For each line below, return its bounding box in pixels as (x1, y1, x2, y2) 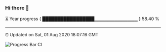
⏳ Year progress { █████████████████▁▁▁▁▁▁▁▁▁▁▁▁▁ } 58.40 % (5, 16, 160, 22)
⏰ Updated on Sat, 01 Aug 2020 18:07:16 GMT (5, 32, 99, 38)
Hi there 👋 (5, 4, 30, 11)
